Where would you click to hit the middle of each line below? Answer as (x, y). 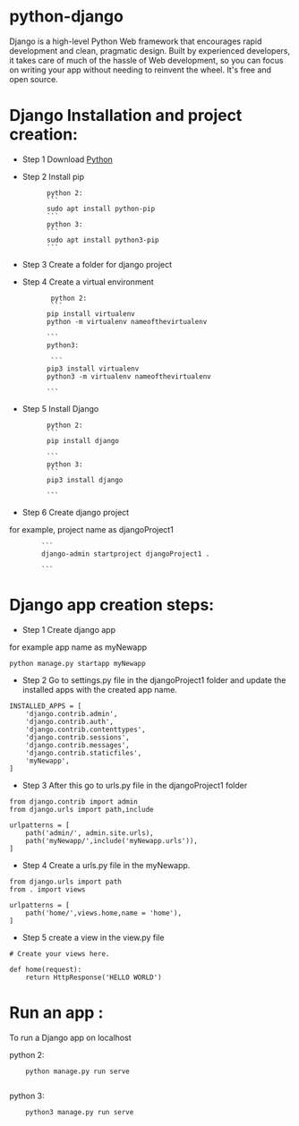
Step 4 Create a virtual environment (88, 281)
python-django (66, 17)
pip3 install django (85, 480)
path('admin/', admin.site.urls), (90, 833)
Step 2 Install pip (53, 176)
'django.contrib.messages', (77, 745)
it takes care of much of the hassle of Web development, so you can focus (146, 60)
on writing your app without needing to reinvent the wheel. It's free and (140, 70)
